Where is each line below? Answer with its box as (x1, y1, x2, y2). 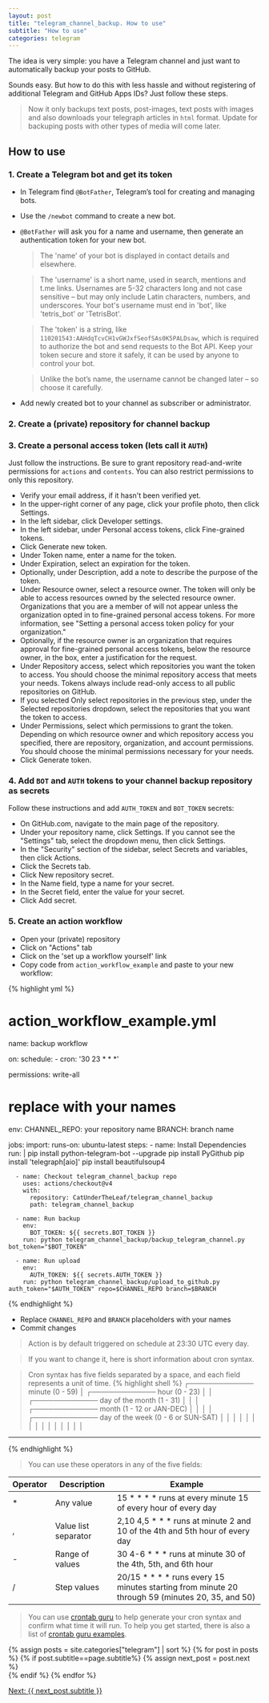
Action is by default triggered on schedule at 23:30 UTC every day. (27, 1338, 250, 1348)
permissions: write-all (8, 1069, 80, 1079)
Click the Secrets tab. (19, 862, 91, 871)
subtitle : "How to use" (8, 26, 88, 35)
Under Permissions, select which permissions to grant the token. (19, 721, 234, 731)
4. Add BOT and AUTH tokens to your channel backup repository (8, 776, 253, 787)
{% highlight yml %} (8, 984, 74, 993)
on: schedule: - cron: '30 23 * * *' (8, 1053, 119, 1064)
